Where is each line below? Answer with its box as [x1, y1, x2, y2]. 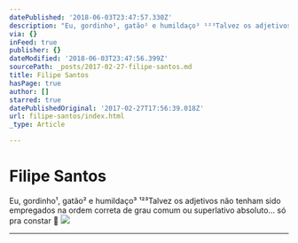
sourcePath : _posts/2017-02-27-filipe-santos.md [9, 63, 192, 72]
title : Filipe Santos [9, 71, 90, 80]
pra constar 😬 [9, 215, 59, 226]
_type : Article [9, 121, 66, 129]
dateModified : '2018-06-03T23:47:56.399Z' [9, 54, 169, 63]
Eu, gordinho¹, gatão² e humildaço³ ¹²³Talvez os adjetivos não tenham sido [9, 195, 281, 206]
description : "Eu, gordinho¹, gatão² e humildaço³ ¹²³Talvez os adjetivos [9, 21, 292, 30]
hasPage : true [9, 79, 62, 88]
